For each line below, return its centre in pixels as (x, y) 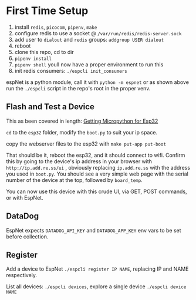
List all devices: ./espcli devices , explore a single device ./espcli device (96, 286)
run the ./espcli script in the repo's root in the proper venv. (78, 88)
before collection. (27, 237)
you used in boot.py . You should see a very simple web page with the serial (97, 174)
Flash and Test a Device (50, 107)
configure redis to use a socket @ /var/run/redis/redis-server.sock (98, 33)
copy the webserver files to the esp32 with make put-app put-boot (86, 144)
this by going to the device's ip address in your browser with (79, 161)
